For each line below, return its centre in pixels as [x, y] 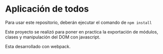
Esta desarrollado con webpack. [38, 46]
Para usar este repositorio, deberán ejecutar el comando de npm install [79, 22]
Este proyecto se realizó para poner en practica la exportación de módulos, [82, 32]
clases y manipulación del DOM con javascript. [53, 37]
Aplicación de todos [47, 9]
